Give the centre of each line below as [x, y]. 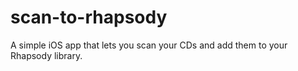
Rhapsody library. [46, 55]
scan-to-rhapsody [89, 17]
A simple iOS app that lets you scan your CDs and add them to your [149, 45]
